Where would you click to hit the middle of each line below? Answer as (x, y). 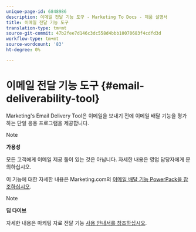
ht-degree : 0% (23, 50)
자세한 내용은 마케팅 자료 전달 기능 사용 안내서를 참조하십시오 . (77, 223)
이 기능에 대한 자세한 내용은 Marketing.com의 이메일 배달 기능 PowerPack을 (94, 179)
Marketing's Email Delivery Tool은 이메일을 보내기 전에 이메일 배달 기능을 (91, 116)
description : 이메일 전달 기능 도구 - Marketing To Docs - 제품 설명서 (87, 17)
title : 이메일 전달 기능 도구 (38, 22)
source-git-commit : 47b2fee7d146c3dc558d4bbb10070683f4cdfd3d (84, 33)
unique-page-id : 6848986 (36, 11)
